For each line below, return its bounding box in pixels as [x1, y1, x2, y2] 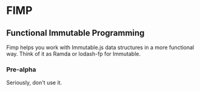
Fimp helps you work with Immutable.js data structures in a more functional [6, 44, 195, 51]
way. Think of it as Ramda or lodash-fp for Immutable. [6, 50, 141, 57]
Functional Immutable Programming [6, 28, 145, 38]
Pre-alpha [6, 65, 36, 73]
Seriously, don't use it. [6, 79, 62, 87]
